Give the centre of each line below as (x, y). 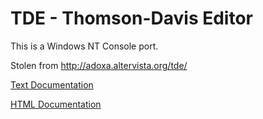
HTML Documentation (56, 104)
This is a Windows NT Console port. (84, 46)
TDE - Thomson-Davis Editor (131, 18)
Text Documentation (52, 84)
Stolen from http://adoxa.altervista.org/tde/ (99, 65)
